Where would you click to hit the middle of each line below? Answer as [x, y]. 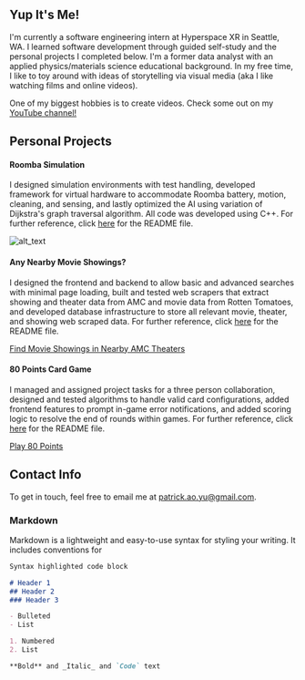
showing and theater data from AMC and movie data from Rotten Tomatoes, [152, 302]
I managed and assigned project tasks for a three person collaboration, [142, 389]
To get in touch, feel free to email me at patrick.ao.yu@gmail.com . [133, 497]
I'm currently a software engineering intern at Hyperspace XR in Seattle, [145, 36]
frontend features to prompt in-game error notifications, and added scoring [150, 408]
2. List [24, 650]
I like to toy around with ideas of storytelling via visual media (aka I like [142, 76]
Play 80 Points [36, 446]
